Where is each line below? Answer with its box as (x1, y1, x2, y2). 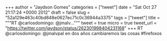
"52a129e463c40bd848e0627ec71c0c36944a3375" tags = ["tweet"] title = (5, 15, 161, 20)
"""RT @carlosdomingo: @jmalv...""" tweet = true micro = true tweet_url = (5, 20, 157, 26)
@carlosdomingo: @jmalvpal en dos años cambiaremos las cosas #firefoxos (5, 31, 162, 36)
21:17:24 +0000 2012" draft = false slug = (5, 9, 91, 15)
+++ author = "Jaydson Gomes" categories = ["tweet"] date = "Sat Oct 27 (5, 4, 157, 10)
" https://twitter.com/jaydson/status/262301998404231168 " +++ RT (5, 25, 144, 31)
